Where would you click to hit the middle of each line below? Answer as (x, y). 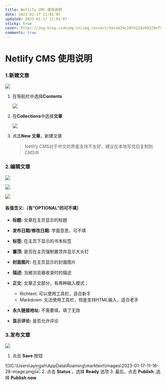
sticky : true (19, 24)
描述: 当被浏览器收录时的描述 (42, 272)
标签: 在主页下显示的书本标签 (42, 241)
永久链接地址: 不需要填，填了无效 (46, 310)
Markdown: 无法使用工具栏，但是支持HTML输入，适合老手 (79, 299)
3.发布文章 (18, 335)
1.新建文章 (17, 76)
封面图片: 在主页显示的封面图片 (44, 262)
